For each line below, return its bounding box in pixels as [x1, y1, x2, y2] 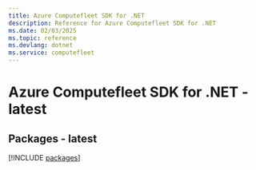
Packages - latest [8, 132, 98, 145]
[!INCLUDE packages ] [8, 153, 81, 162]
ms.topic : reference [8, 34, 78, 42]
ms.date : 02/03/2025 [8, 26, 78, 34]
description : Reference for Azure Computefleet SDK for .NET [8, 19, 217, 27]
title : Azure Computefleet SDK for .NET [8, 11, 146, 20]
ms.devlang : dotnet [8, 42, 74, 49]
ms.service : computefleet [8, 49, 94, 57]
